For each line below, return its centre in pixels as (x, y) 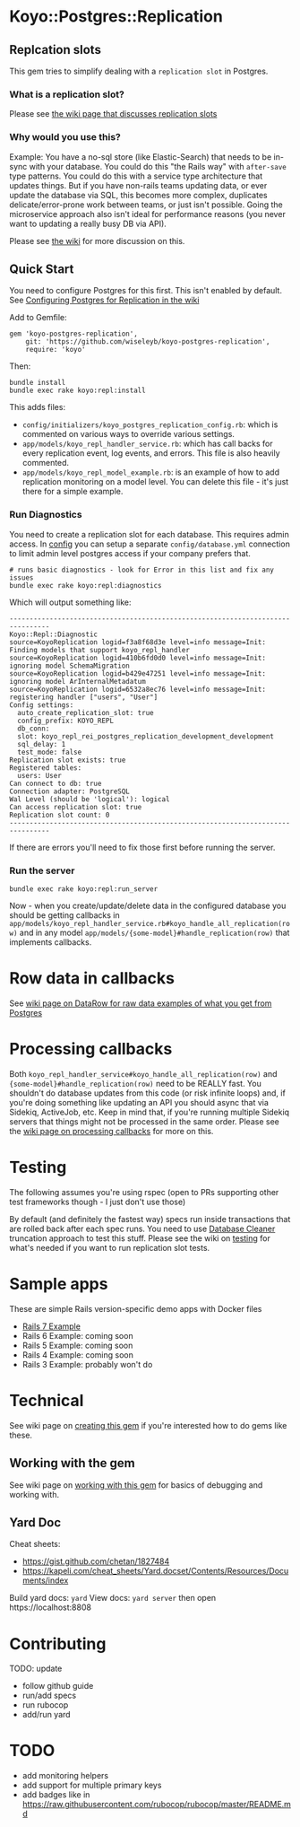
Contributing (58, 1643)
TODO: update (36, 1669)
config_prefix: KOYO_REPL (66, 721)
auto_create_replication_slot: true (86, 712)
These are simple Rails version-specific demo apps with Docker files (136, 1308)
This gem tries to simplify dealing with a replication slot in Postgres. (139, 71)
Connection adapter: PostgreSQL (69, 791)
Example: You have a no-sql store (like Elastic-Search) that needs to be (141, 157)
